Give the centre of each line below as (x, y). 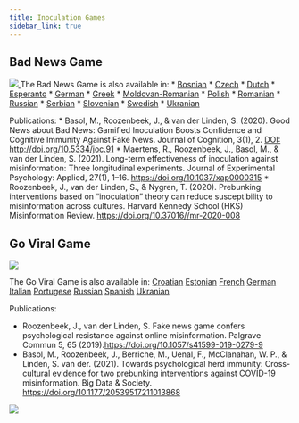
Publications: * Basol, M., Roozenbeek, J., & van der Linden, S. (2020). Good (149, 120)
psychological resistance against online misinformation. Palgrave (141, 336)
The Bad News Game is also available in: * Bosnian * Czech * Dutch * (147, 85)
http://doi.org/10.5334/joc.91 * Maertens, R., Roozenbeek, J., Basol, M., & (144, 149)
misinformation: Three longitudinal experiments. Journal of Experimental (142, 168)
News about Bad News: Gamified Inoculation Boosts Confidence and (135, 130)
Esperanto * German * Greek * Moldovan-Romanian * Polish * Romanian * (145, 94)
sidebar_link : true (46, 26)
